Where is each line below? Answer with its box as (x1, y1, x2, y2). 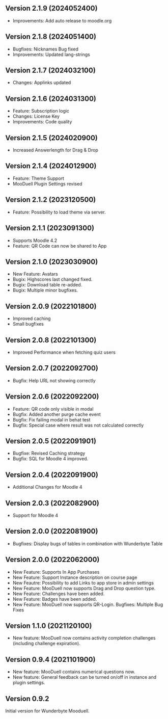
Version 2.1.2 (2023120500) (5, 196, 96, 204)
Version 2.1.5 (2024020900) (5, 134, 98, 142)
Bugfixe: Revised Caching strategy (12, 450, 86, 457)
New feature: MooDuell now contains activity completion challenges (12, 635, 156, 641)
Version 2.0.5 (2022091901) (5, 437, 97, 445)
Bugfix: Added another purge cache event (12, 411, 101, 417)
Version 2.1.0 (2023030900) (5, 257, 98, 266)
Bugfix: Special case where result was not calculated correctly (12, 422, 144, 428)
